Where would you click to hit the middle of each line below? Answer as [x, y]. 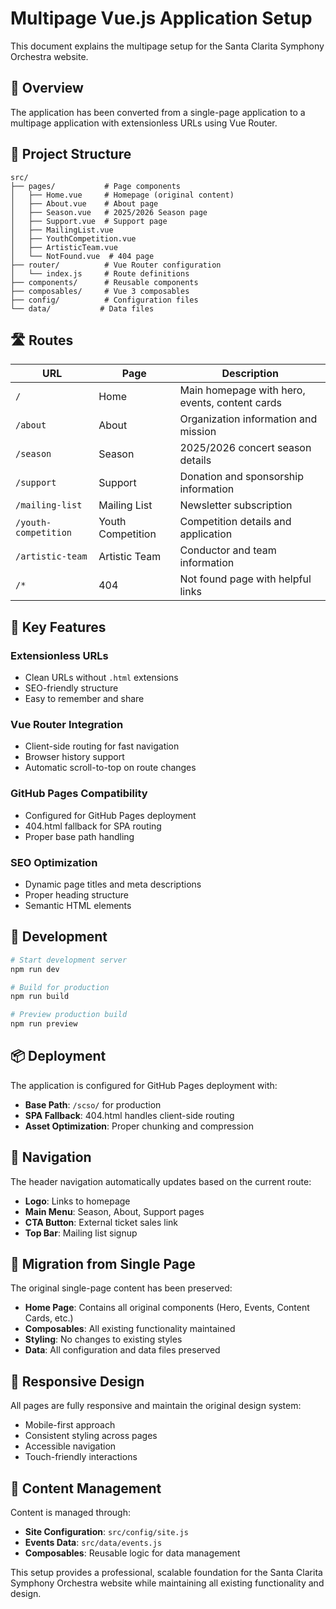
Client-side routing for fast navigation [102, 746]
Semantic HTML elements [78, 905]
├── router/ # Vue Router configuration [116, 265]
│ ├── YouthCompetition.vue [73, 238]
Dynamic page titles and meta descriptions [113, 884]
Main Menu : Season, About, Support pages [114, 1211]
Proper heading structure [76, 894]
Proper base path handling [79, 836]
